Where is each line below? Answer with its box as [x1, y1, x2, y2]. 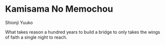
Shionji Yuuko [5, 20, 33, 25]
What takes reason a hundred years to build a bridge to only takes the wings [5, 29, 161, 35]
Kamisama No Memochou [5, 3, 114, 15]
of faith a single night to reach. [5, 34, 68, 40]
